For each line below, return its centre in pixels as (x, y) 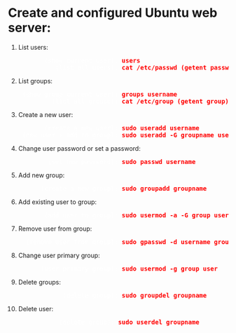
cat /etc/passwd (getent (164, 67)
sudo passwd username (159, 162)
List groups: (35, 81)
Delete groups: (40, 282)
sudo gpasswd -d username (166, 242)
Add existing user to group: (57, 202)
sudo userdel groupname (159, 322)
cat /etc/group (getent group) (175, 101)
